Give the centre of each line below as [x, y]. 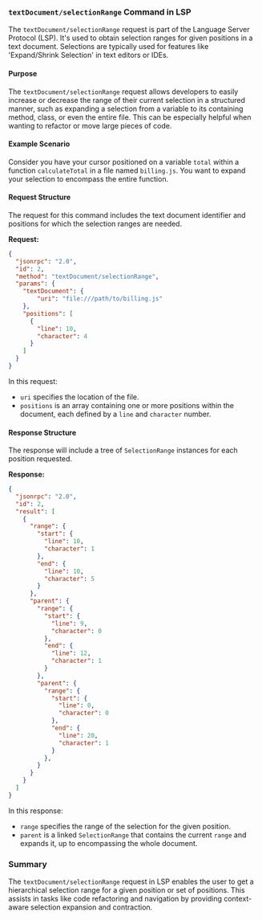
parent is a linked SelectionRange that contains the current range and [133, 835]
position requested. [40, 459]
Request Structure [40, 197]
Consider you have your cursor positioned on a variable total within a [124, 162]
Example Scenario [39, 144]
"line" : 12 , [71, 653]
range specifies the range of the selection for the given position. [125, 826]
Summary [28, 864]
